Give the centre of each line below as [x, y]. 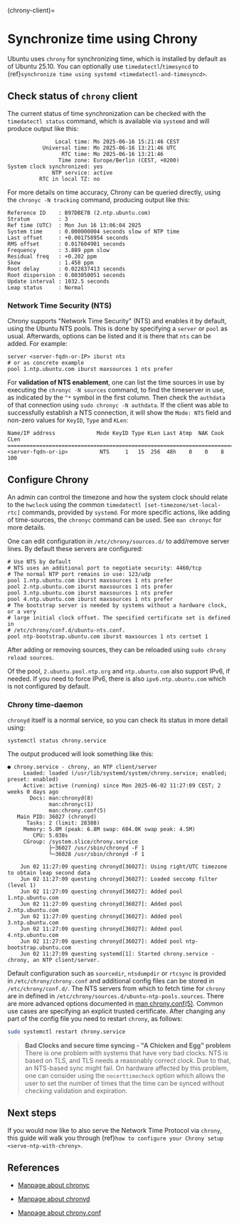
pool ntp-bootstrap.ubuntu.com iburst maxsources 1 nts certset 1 [108, 637]
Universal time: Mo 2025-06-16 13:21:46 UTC [109, 148]
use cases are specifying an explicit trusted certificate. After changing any [116, 1011]
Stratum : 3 [38, 219]
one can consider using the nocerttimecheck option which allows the [125, 1076]
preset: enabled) [33, 780]
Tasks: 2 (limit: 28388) [63, 823]
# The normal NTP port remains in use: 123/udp [79, 574]
